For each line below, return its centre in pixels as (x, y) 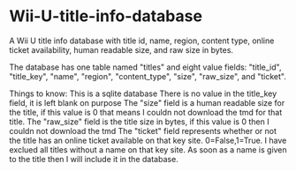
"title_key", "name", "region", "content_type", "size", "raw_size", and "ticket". (148, 76)
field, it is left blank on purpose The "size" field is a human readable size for (147, 102)
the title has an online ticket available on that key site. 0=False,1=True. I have (148, 140)
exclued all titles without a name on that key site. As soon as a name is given (148, 149)
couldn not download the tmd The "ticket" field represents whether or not (143, 130)
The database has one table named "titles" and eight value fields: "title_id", (145, 67)
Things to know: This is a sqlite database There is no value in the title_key (143, 93)
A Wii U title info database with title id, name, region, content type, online (142, 41)
